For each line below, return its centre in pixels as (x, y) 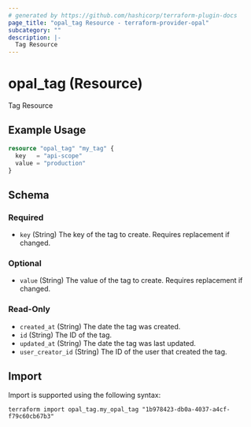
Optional (25, 263)
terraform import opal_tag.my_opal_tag (74, 410)
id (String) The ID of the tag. (66, 335)
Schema (29, 195)
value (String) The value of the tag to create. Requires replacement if (131, 280)
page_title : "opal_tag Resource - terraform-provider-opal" (109, 23)
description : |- (35, 37)
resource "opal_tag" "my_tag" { (61, 148)
